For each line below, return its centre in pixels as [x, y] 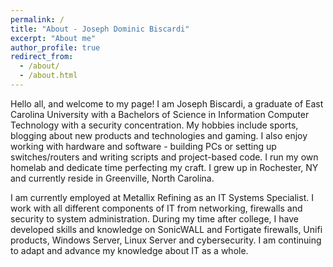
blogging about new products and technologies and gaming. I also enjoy [159, 135]
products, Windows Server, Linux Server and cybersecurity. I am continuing [166, 240]
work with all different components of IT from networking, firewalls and [156, 208]
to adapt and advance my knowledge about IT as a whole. [129, 250]
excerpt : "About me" [53, 38]
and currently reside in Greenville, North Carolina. [112, 178]
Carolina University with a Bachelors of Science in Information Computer [160, 114]
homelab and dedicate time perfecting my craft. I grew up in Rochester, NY [164, 167]
